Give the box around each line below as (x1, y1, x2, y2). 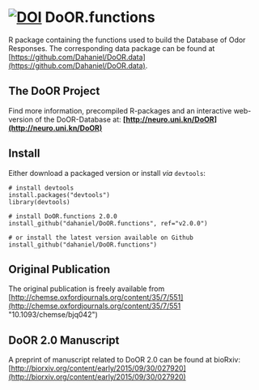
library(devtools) (8, 198, 70, 206)
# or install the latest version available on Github (8, 234, 194, 242)
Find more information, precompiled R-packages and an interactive (8, 105, 232, 115)
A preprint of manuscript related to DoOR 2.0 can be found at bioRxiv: (8, 355, 241, 365)
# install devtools (8, 183, 74, 192)
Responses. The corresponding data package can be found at (8, 43, 215, 53)
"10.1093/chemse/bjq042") (8, 310, 99, 319)
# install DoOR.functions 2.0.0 (8, 212, 117, 221)
